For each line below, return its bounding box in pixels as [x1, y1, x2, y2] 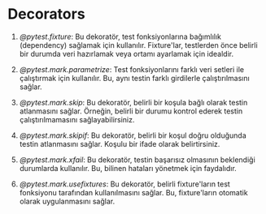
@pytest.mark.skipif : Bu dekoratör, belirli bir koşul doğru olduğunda [19, 131, 247, 140]
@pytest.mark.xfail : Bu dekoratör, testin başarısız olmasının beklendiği [19, 155, 255, 165]
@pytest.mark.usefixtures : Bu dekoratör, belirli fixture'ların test [19, 179, 231, 189]
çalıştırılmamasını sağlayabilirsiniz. [19, 114, 135, 124]
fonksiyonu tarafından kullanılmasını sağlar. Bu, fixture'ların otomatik [19, 187, 249, 197]
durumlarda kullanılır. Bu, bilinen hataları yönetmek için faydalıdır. [19, 163, 237, 173]
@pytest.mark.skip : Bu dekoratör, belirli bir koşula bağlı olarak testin [19, 97, 248, 107]
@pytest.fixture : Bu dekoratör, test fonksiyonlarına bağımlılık [19, 32, 221, 41]
